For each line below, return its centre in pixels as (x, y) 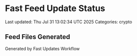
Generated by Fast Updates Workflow (42, 48)
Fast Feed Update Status (55, 8)
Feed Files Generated (38, 37)
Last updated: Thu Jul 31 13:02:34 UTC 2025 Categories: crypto (69, 22)
